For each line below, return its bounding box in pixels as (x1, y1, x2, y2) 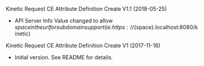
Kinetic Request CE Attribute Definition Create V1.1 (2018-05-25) (5, 5, 167, 12)
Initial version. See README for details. (14, 54, 114, 61)
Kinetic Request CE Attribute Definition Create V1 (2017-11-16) (5, 42, 161, 49)
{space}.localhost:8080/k (133, 24, 199, 31)
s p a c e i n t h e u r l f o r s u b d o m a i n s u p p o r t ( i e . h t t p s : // (14, 24, 134, 31)
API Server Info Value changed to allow (14, 17, 114, 24)
